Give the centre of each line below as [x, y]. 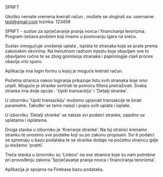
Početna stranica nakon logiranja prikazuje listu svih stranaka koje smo [76, 80]
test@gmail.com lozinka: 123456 [38, 22]
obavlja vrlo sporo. [24, 61]
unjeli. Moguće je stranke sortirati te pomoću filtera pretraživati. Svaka [76, 86]
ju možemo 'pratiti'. [24, 145]
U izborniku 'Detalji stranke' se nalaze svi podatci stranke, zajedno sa [75, 115]
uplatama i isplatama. [26, 120]
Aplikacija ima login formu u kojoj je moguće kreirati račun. [64, 71]
